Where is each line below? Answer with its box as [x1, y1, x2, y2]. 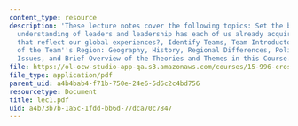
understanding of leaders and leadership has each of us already [17, 29, 264, 38]
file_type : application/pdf [9, 71, 114, 80]
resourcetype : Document [9, 87, 98, 96]
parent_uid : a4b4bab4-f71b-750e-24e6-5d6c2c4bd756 [9, 79, 200, 88]
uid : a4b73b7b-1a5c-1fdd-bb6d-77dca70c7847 [9, 104, 173, 113]
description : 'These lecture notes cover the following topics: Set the [9, 21, 284, 30]
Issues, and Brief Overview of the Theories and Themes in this [17, 54, 260, 63]
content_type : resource [9, 12, 98, 22]
